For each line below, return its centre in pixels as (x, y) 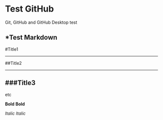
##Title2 (13, 63)
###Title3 (20, 83)
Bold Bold (15, 104)
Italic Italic (15, 113)
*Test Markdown (31, 37)
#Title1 (12, 49)
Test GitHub (30, 9)
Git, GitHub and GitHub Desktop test (41, 22)
